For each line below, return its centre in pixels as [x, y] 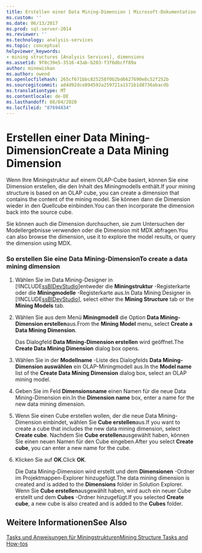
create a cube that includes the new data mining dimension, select [98, 428]
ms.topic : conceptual [34, 46]
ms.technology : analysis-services [50, 40]
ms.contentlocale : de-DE [37, 96]
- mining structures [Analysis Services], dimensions [76, 57]
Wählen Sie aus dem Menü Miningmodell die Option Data [87, 317]
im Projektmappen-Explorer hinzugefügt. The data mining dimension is [102, 478]
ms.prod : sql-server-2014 [39, 29]
